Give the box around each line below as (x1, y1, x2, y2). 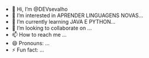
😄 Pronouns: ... (11, 40, 50, 47)
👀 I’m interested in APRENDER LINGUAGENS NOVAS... (11, 12, 144, 19)
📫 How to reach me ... (11, 31, 67, 38)
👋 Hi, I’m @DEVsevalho (11, 6, 68, 12)
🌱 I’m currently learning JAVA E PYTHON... (11, 18, 116, 25)
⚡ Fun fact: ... (11, 46, 44, 53)
